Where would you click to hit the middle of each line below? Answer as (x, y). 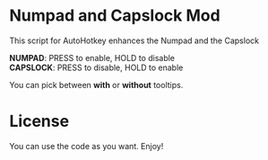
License (39, 121)
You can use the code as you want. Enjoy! (86, 146)
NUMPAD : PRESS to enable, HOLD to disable (92, 58)
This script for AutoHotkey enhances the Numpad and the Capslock (134, 40)
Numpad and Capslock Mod (115, 16)
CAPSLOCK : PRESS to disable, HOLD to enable (96, 67)
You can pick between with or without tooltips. (96, 84)
